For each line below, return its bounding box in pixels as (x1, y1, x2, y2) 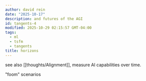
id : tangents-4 (5, 21, 37, 26)
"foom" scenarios (5, 71, 41, 77)
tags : (5, 30, 16, 35)
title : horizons (5, 48, 39, 53)
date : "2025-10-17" (5, 12, 46, 17)
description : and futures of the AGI (5, 16, 83, 21)
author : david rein (5, 7, 46, 12)
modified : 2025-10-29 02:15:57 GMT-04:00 (5, 26, 92, 30)
